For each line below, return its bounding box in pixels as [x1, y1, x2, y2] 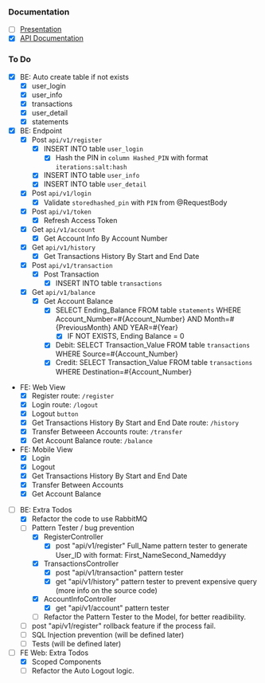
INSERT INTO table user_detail [43, 179, 147, 189]
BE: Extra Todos [19, 505, 73, 515]
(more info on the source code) [55, 585, 158, 595]
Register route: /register [31, 391, 115, 400]
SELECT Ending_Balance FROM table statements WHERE [55, 305, 241, 315]
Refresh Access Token [43, 215, 118, 225]
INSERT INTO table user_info [43, 171, 140, 180]
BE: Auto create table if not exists [19, 72, 130, 81]
